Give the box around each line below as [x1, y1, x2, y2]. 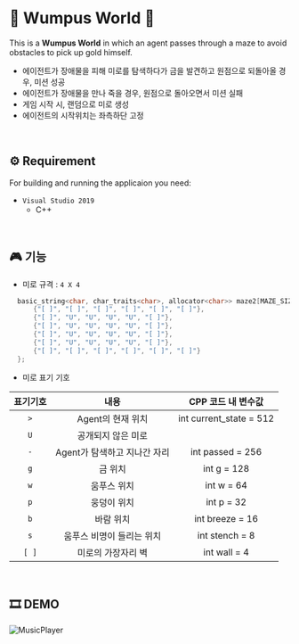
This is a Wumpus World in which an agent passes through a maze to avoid [9, 37, 287, 48]
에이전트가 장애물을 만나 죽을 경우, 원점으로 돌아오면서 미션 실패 [21, 87, 243, 98]
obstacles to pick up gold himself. [9, 46, 133, 57]
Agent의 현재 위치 [77, 412, 149, 425]
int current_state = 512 [177, 412, 274, 425]
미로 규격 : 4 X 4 [21, 278, 80, 289]
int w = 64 [205, 479, 247, 491]
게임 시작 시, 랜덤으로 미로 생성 [21, 98, 129, 110]
